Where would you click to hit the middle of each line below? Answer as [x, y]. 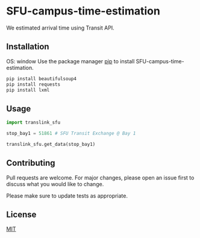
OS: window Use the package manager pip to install [70, 61]
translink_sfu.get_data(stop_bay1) [51, 144]
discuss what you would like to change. [55, 184]
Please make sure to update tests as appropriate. [67, 196]
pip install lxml [28, 90]
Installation [28, 47]
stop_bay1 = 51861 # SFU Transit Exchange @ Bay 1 [71, 134]
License [21, 215]
